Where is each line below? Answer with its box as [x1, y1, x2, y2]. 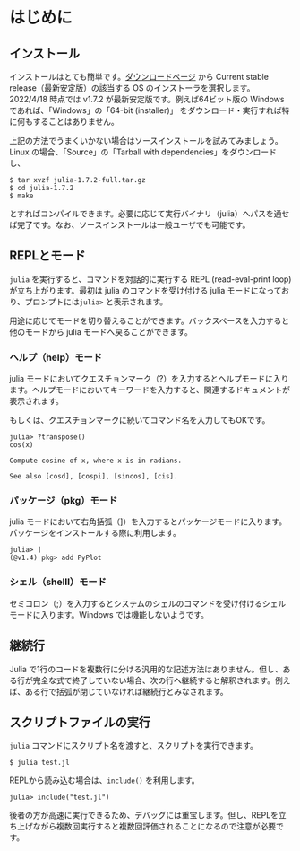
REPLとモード [9, 248, 87, 264]
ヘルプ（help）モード [9, 351, 103, 364]
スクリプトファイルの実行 [9, 715, 150, 730]
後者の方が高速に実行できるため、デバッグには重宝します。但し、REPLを [9, 810, 279, 820]
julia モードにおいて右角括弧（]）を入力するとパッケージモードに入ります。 [9, 516, 287, 527]
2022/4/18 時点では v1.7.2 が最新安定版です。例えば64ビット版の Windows [9, 94, 285, 104]
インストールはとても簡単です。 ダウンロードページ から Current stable [9, 72, 269, 82]
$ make [9, 191, 34, 200]
